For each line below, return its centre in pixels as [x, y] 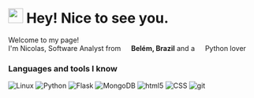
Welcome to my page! [44, 40]
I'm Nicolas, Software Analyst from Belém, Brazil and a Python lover [127, 48]
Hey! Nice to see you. [98, 18]
